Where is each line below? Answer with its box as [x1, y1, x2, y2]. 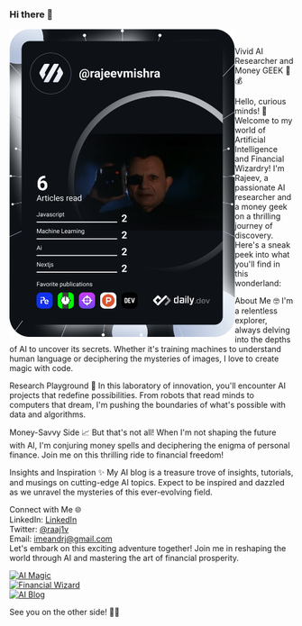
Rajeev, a [234, 173, 269, 184]
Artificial [234, 134, 266, 145]
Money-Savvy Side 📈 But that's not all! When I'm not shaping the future [9, 427, 277, 438]
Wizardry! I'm [234, 163, 285, 174]
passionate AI [234, 182, 286, 193]
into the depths [234, 334, 291, 345]
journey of [234, 221, 273, 231]
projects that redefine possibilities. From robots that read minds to [9, 390, 255, 401]
